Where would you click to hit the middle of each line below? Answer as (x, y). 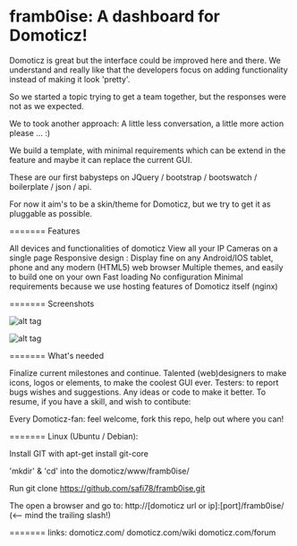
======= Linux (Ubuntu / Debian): (74, 436)
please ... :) (30, 132)
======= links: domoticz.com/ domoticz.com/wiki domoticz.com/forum (143, 532)
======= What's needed (57, 355)
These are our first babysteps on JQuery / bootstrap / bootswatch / (133, 177)
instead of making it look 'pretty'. (70, 79)
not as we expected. (47, 106)
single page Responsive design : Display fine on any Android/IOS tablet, (141, 258)
